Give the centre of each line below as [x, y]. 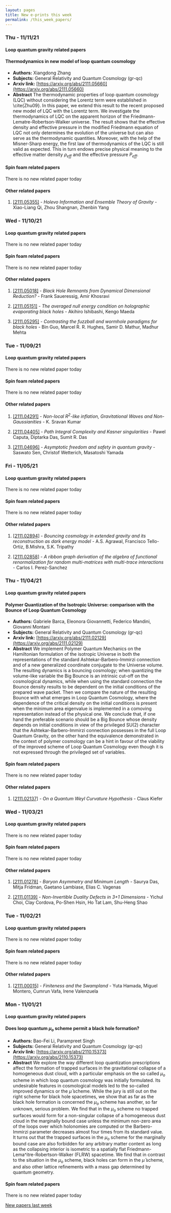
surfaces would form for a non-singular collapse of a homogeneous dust [89, 1115]
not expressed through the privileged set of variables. [69, 752]
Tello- [153, 541]
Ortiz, [18, 547]
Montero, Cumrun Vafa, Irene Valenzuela [55, 991]
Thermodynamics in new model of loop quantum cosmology [70, 62]
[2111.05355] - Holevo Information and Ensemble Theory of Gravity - [85, 202]
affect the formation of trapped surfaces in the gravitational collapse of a [89, 1068]
